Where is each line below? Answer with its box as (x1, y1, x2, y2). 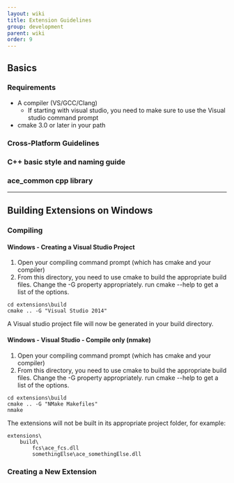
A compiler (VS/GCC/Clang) (17, 98, 97, 107)
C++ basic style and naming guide (7, 157, 126, 167)
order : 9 (7, 36, 33, 43)
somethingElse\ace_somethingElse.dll (32, 450, 141, 457)
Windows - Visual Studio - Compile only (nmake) (7, 336, 151, 344)
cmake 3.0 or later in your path (17, 121, 106, 129)
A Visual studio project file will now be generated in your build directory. (7, 320, 214, 328)
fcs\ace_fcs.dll (32, 444, 79, 452)
